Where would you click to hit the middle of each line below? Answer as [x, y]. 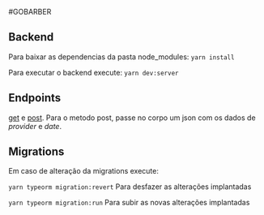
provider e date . [35, 126]
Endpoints [35, 98]
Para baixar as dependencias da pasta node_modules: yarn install [121, 57]
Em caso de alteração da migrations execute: [84, 171]
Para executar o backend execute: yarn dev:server [94, 72]
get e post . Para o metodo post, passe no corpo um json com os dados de [132, 118]
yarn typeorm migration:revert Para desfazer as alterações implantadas [130, 187]
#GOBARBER [30, 12]
